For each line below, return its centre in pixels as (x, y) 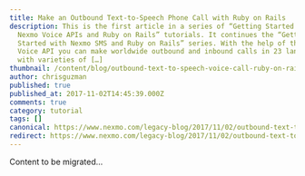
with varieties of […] (60, 60)
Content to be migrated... (56, 161)
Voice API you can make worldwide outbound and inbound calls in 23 (150, 52)
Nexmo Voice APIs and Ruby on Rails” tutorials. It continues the (146, 34)
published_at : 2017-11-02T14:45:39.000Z (87, 93)
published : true (40, 85)
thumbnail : (30, 69)
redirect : (28, 136)
